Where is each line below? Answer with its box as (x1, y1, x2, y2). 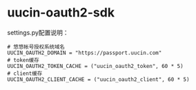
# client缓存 (7, 70, 43, 77)
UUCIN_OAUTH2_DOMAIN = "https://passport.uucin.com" (7, 49, 162, 56)
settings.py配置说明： (7, 28, 69, 36)
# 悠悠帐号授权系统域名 (7, 43, 66, 50)
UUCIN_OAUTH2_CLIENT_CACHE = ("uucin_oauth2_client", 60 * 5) (7, 76, 190, 83)
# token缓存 (7, 56, 39, 63)
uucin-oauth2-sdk (7, 5, 115, 21)
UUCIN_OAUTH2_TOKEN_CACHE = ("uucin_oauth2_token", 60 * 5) (7, 63, 184, 69)
